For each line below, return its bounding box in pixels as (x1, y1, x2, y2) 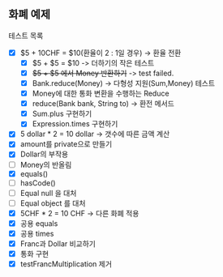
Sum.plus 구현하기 (32, 109, 92, 119)
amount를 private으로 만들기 (19, 139, 113, 149)
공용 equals (19, 218, 58, 228)
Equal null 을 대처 (19, 188, 77, 198)
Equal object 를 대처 (19, 198, 86, 208)
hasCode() (19, 177, 56, 188)
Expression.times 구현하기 (32, 119, 118, 129)
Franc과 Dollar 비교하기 (19, 239, 96, 249)
